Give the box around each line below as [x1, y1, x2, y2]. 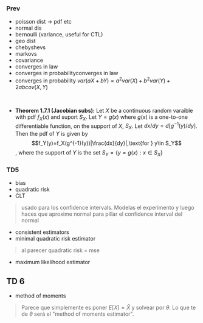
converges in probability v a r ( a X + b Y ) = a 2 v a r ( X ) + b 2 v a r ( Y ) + [15, 76, 171, 84]
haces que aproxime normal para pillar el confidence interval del [21, 210, 183, 218]
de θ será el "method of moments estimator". [21, 310, 134, 318]
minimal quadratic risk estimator [15, 235, 96, 242]
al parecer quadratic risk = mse [21, 247, 100, 254]
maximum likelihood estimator [15, 259, 91, 266]
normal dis [15, 24, 42, 32]
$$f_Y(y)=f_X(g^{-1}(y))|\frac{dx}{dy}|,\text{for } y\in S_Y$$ [31, 139, 182, 147]
